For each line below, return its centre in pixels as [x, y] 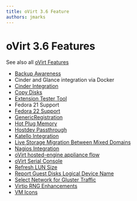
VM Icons [26, 192]
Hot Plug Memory [36, 123]
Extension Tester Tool [41, 99]
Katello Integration [37, 136]
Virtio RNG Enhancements [46, 186]
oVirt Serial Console [38, 161]
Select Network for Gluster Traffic [55, 180]
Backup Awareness [38, 73]
